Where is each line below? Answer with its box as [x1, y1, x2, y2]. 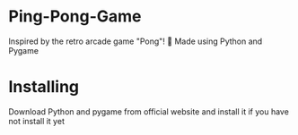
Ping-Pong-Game [8, 6, 142, 27]
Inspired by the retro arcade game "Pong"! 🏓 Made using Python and [8, 36, 263, 46]
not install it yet [8, 115, 65, 126]
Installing [8, 77, 80, 97]
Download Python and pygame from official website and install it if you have [8, 105, 289, 117]
